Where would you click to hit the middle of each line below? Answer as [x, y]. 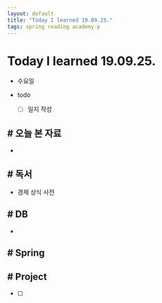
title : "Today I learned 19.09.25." [60, 20]
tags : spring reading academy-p [54, 26]
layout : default [30, 14]
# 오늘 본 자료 [35, 133]
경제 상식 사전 [36, 192]
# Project [27, 276]
